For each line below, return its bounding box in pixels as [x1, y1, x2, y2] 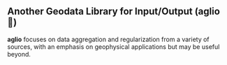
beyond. [7, 50, 31, 58]
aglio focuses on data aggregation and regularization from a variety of [7, 35, 210, 43]
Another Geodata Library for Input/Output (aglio [7, 6, 220, 17]
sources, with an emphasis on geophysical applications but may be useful [7, 42, 220, 51]
